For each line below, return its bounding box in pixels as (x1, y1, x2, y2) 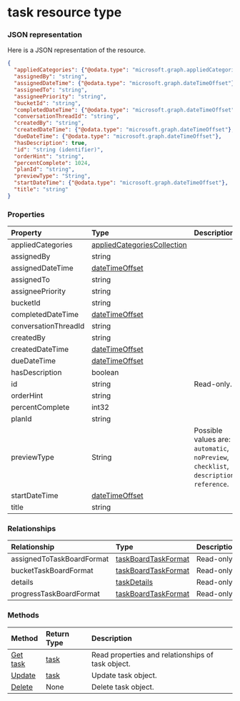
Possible (194, 425, 223, 435)
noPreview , (194, 453, 229, 463)
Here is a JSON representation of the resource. (7, 46, 146, 54)
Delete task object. (91, 682, 155, 692)
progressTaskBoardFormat (11, 589, 100, 599)
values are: (194, 435, 231, 445)
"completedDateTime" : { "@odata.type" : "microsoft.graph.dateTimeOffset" (14, 106, 235, 114)
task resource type (7, 4, 122, 21)
